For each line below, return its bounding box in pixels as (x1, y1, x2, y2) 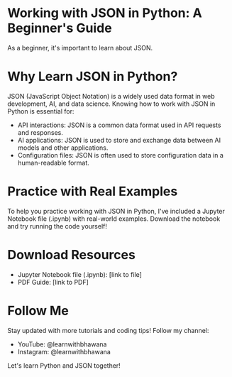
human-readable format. (17, 158, 90, 167)
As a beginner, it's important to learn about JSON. (7, 43, 153, 52)
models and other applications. (17, 143, 109, 152)
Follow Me (7, 302, 69, 319)
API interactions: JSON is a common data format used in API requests (17, 121, 221, 129)
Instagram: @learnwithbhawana (17, 347, 111, 356)
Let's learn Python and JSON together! (7, 361, 121, 370)
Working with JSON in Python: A (7, 5, 202, 21)
